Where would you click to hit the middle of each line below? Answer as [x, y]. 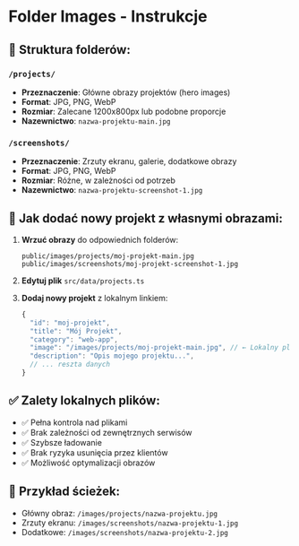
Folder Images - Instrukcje [108, 17]
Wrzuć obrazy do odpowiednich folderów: [100, 239]
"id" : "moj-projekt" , [70, 323]
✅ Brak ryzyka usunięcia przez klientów [94, 452]
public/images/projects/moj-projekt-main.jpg [107, 256]
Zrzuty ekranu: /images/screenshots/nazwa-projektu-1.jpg [130, 523]
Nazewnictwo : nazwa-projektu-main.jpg [96, 121]
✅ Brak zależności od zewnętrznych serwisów [107, 432]
